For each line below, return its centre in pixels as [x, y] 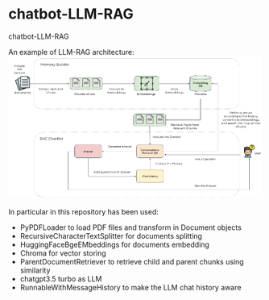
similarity [35, 270]
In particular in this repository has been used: [83, 212]
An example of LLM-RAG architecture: [71, 52]
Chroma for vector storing [63, 253]
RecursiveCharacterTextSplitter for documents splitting [111, 236]
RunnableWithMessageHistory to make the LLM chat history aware [130, 288]
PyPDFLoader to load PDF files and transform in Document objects [130, 227]
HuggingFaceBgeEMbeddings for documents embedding [114, 245]
